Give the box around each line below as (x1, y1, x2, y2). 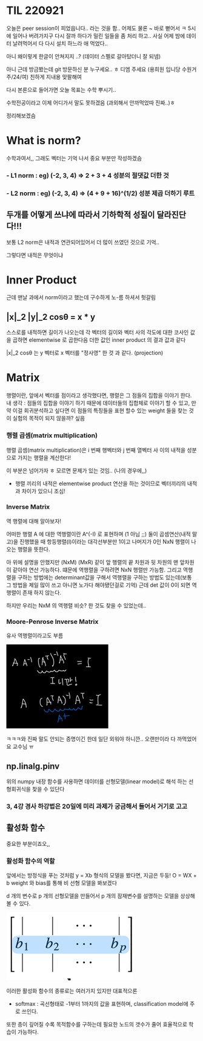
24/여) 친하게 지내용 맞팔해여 (13, 73, 82, 80)
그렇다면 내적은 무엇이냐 (6, 251, 64, 258)
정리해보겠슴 (6, 112, 36, 119)
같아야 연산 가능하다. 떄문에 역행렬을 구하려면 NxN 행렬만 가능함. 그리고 (12, 566, 182, 573)
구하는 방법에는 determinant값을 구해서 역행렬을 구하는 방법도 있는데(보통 (17, 573, 192, 581)
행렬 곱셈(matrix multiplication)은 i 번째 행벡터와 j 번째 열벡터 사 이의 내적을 (6, 446, 186, 454)
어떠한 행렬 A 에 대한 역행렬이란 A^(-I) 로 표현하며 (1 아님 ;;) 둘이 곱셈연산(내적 (6, 530, 191, 538)
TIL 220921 (6, 4, 64, 18)
